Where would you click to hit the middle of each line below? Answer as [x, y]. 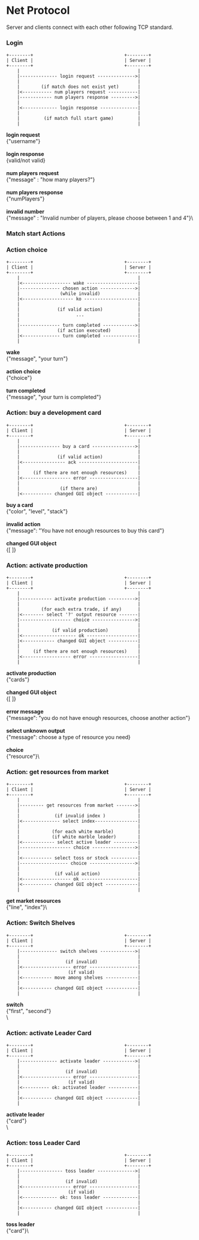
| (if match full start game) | [79, 119]
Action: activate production [47, 565]
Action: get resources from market [58, 772]
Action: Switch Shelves [41, 923]
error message [25, 711]
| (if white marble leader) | [79, 837]
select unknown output [36, 731]
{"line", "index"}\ [27, 907]
